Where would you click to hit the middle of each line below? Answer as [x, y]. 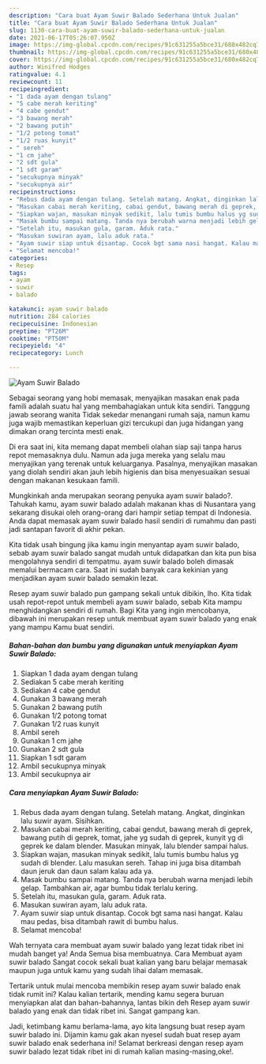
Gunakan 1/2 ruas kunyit [60, 723]
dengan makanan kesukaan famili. [64, 480]
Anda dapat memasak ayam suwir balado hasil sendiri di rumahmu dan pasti [133, 521]
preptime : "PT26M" [39, 331]
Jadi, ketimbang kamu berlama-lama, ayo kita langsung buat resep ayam [127, 1026]
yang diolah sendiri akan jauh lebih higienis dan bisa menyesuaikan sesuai [129, 472]
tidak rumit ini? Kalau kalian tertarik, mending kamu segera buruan [116, 994]
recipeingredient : [39, 89]
